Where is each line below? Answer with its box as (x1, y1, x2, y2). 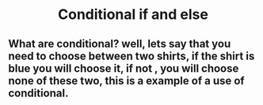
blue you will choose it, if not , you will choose (8, 62, 239, 75)
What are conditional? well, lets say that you (8, 37, 231, 51)
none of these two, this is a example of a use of (8, 73, 245, 88)
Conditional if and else (58, 6, 208, 24)
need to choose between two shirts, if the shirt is (8, 49, 255, 62)
